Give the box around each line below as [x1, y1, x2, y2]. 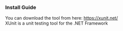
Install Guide [5, 4, 36, 11]
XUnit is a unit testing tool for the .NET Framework [5, 20, 108, 26]
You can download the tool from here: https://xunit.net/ [5, 15, 118, 21]
